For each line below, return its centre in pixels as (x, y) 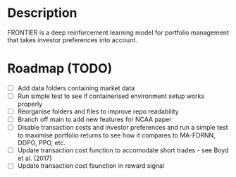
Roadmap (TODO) (60, 69)
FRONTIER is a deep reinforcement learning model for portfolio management (118, 32)
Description (42, 13)
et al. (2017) (35, 158)
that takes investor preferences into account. (72, 39)
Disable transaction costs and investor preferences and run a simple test (123, 128)
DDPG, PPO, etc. (41, 143)
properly (30, 104)
